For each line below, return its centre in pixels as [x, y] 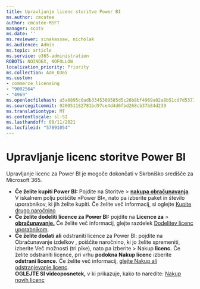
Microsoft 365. [24, 180]
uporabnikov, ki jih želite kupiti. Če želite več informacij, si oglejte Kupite [103, 204]
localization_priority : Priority [48, 67]
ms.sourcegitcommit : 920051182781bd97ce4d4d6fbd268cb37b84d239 [86, 106]
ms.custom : [20, 78]
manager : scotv [25, 28]
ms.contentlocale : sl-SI [37, 117]
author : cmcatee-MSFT [33, 23]
